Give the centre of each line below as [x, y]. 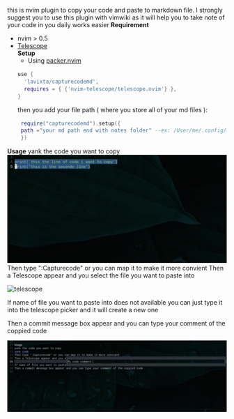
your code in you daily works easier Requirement [78, 25]
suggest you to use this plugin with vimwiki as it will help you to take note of [116, 17]
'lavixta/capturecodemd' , [61, 82]
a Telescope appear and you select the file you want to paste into [101, 275]
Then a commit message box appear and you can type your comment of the [116, 323]
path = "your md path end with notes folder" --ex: [95, 131]
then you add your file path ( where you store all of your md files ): [112, 109]
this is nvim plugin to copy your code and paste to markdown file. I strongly [115, 10]
